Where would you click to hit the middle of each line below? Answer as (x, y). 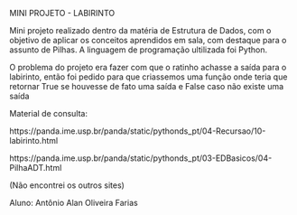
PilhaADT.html (36, 168)
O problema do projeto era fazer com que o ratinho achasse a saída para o (148, 67)
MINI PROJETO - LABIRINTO (62, 13)
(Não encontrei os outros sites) (67, 185)
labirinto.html (34, 140)
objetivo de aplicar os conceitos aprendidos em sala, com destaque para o (148, 40)
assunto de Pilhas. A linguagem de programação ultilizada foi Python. (139, 50)
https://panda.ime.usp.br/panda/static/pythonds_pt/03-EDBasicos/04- (141, 158)
